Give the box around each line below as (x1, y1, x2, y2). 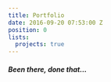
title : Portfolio (8, 11, 65, 20)
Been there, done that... (8, 64, 88, 74)
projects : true (15, 41, 65, 48)
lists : (8, 33, 30, 41)
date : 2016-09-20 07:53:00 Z (8, 19, 103, 27)
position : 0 (8, 26, 47, 34)
